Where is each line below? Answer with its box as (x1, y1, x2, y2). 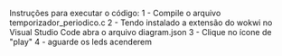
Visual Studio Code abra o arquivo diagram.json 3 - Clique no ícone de (9, 27, 272, 37)
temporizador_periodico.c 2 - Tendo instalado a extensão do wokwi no (9, 17, 273, 28)
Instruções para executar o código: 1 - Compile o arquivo (9, 8, 221, 18)
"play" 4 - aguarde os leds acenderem (9, 36, 152, 47)
